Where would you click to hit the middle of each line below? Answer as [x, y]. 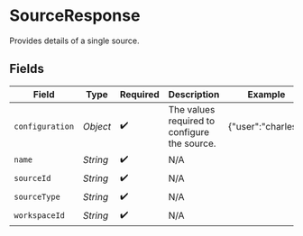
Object [96, 126]
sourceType [37, 197]
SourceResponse [75, 16]
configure [189, 132]
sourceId [32, 178]
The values [192, 109]
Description [194, 94]
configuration [44, 126]
